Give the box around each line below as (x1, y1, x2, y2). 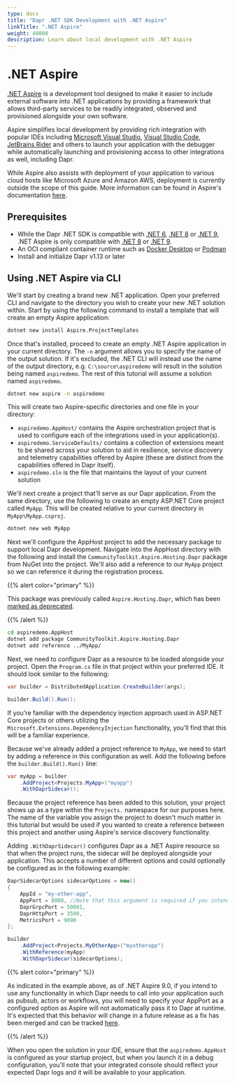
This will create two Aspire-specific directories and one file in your (7, 403, 199, 411)
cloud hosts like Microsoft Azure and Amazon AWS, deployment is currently (7, 176, 225, 185)
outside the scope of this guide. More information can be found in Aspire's (7, 183, 222, 192)
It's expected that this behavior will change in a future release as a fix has (7, 1011, 220, 1019)
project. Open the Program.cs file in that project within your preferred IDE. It (7, 662, 224, 670)
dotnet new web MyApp (7, 525, 71, 532)
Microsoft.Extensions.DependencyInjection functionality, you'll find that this (7, 723, 227, 732)
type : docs (7, 10, 39, 17)
